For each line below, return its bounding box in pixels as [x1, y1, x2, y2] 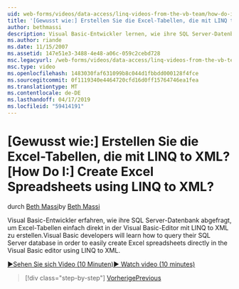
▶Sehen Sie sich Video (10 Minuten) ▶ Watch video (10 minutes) [7, 260, 196, 268]
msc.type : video [7, 63, 55, 70]
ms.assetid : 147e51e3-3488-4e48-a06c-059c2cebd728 [7, 50, 161, 58]
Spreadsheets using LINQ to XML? [7, 179, 215, 195]
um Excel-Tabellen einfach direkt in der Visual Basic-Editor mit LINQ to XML [7, 223, 229, 231]
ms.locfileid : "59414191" [7, 103, 84, 110]
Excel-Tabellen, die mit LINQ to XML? [7, 148, 230, 165]
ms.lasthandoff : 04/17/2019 [7, 97, 91, 104]
